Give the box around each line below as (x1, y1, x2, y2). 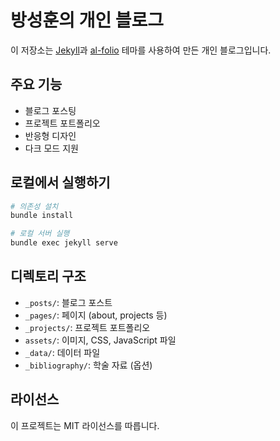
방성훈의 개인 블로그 (10, 9, 165, 32)
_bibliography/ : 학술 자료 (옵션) (24, 359, 153, 371)
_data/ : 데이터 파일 (24, 346, 101, 358)
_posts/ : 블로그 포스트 (24, 296, 113, 308)
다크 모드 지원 (24, 142, 79, 154)
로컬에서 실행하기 (10, 174, 111, 191)
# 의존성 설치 (10, 201, 59, 211)
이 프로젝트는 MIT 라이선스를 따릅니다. (10, 419, 160, 431)
